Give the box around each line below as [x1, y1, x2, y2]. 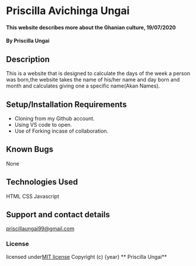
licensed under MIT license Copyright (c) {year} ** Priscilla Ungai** [6, 253, 167, 260]
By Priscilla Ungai [6, 37, 50, 45]
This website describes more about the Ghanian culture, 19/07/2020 [6, 23, 176, 31]
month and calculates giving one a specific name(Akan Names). [6, 82, 160, 89]
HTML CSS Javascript [6, 193, 60, 200]
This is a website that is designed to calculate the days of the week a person [6, 70, 190, 77]
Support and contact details [6, 210, 110, 220]
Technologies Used [6, 177, 78, 187]
